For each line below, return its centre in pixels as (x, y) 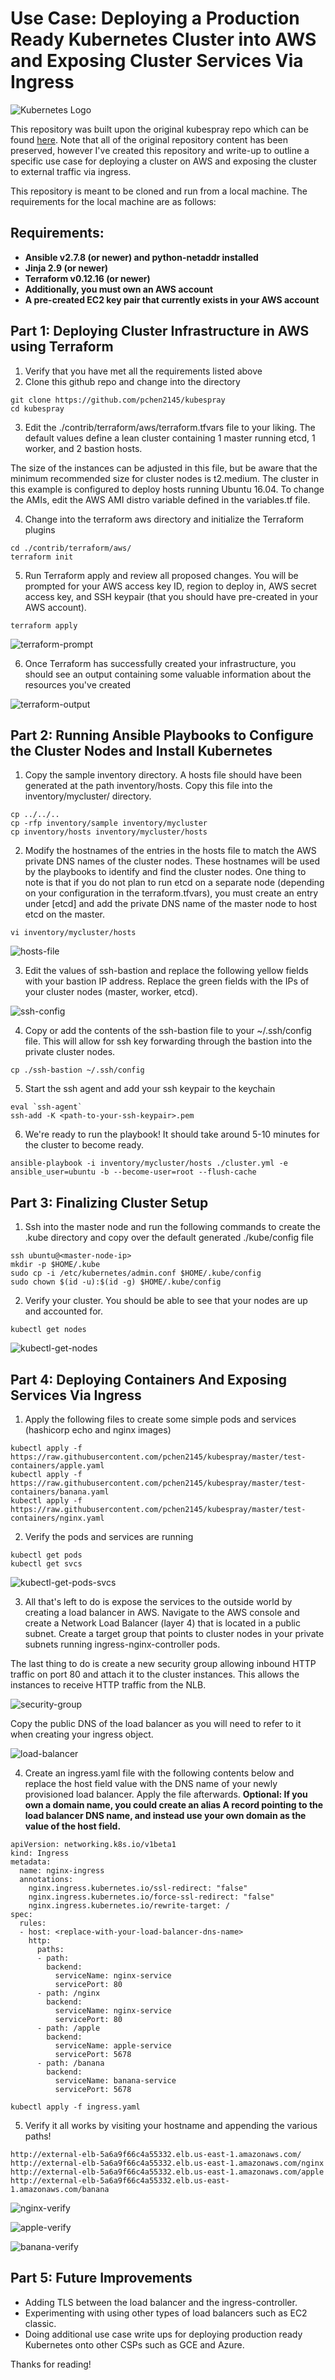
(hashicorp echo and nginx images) (98, 1430)
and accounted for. (63, 1311)
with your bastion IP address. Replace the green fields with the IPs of (167, 981)
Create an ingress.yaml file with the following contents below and (159, 1773)
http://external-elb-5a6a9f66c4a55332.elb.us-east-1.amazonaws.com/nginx (167, 2163)
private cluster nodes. (70, 1052)
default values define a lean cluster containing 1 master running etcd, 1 (170, 438)
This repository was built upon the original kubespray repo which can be (159, 129)
